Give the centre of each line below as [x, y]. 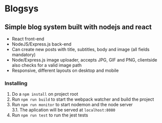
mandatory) [23, 55]
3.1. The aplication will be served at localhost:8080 [63, 110]
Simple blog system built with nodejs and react [78, 27]
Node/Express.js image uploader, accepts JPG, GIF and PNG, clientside [84, 60]
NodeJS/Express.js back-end [41, 44]
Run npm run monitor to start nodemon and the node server [72, 105]
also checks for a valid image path [47, 65]
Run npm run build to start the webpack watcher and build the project [83, 99]
